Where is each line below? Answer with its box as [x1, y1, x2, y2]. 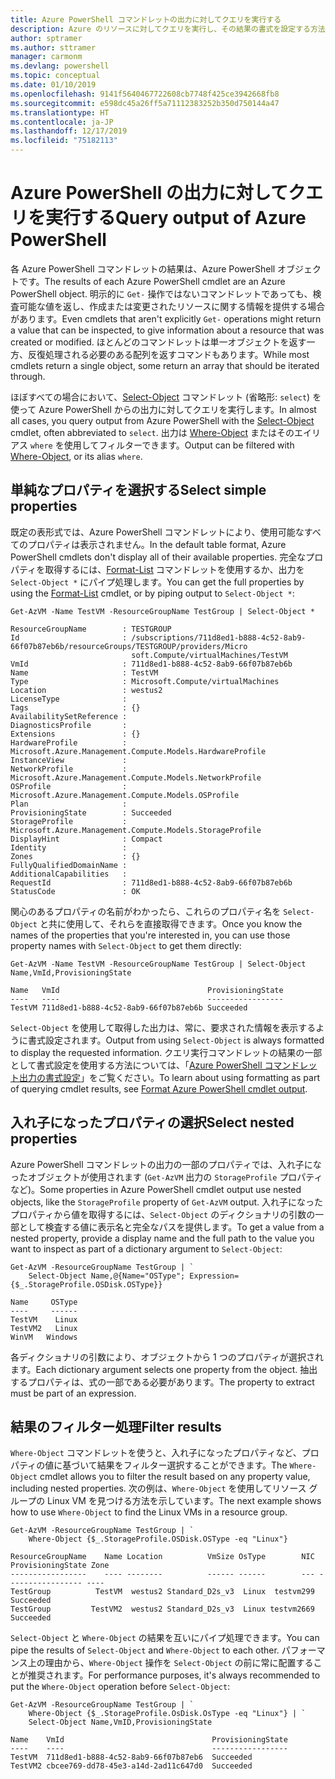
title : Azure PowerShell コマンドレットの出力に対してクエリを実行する [10, 14, 282, 25]
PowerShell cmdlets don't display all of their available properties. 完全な [10, 551, 307, 563]
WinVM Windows [10, 1332, 78, 1342]
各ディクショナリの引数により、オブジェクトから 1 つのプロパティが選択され [10, 1351, 324, 1363]
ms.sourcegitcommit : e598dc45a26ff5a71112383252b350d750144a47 [10, 98, 280, 108]
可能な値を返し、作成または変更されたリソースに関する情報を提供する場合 [18, 300, 326, 312]
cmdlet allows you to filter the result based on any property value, [39, 1471, 311, 1483]
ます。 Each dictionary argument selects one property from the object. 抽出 [10, 1363, 318, 1375]
